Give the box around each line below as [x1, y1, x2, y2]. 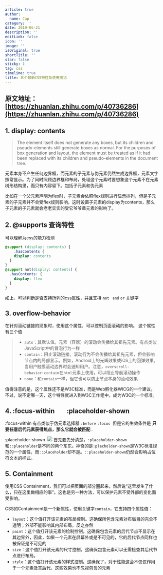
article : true [5, 7, 34, 12]
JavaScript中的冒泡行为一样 [24, 345, 80, 351]
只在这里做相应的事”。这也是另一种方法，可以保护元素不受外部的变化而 [13, 489, 157, 495]
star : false [5, 57, 29, 62]
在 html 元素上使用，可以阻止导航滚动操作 [59, 370, 141, 376]
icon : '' [5, 39, 23, 44]
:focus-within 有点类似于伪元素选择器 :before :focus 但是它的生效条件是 [5, 420, 151, 426]
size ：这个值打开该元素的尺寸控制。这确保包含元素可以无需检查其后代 [12, 546, 153, 552]
